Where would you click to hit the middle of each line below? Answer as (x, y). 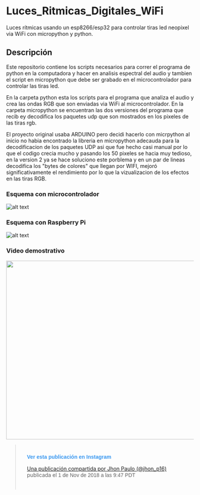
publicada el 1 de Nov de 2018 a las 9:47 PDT (81, 475)
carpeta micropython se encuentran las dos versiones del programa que (95, 110)
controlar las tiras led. (33, 86)
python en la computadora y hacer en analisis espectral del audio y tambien (99, 73)
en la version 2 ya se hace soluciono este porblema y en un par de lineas (96, 160)
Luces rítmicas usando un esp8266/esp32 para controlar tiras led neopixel (98, 27)
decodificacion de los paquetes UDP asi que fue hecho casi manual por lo (97, 147)
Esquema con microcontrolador (53, 194)
